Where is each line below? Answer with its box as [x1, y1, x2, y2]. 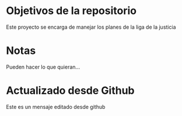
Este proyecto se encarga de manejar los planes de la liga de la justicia [6, 23, 176, 30]
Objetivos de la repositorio [6, 4, 137, 18]
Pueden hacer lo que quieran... [6, 63, 80, 70]
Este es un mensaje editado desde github [6, 103, 106, 110]
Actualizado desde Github [6, 84, 135, 97]
